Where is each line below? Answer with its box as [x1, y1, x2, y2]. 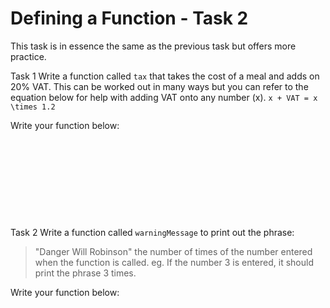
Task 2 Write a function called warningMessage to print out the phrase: [10, 226, 295, 238]
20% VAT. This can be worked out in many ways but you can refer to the [10, 80, 309, 92]
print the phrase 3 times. [34, 267, 137, 279]
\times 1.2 [10, 102, 56, 112]
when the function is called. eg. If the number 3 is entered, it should [34, 256, 314, 268]
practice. [10, 50, 47, 62]
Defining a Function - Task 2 [10, 7, 249, 30]
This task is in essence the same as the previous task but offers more [10, 40, 297, 52]
